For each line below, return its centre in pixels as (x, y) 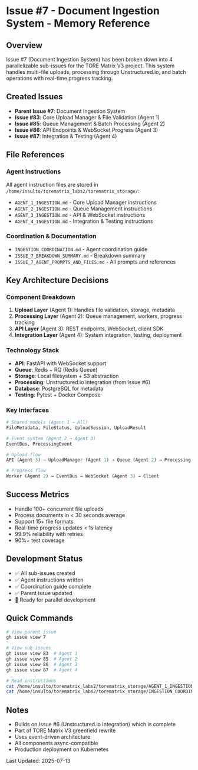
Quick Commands (40, 618)
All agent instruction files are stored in (52, 184)
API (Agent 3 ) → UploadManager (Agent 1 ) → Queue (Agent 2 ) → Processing (99, 460)
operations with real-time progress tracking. (60, 78)
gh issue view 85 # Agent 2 (42, 659)
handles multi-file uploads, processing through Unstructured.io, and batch (96, 72)
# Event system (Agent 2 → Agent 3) (51, 438)
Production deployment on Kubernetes (62, 749)
